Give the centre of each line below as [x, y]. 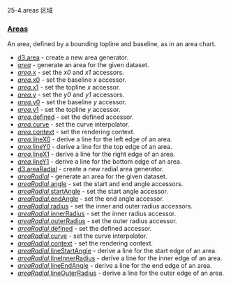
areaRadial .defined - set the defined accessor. [84, 229]
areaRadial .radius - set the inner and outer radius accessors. [105, 206]
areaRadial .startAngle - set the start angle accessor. [93, 192]
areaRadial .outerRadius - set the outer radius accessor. [97, 221]
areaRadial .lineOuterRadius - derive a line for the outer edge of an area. [121, 273]
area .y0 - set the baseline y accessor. [72, 102]
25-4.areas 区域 [30, 10]
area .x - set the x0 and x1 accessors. [70, 73]
